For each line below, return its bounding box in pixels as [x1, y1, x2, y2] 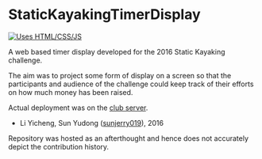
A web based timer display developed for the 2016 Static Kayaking [8, 47, 225, 56]
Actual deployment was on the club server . [8, 103, 148, 112]
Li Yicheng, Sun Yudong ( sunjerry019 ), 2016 [19, 118, 164, 127]
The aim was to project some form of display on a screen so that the [8, 70, 232, 80]
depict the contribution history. [8, 142, 110, 151]
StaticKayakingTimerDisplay [8, 6, 201, 24]
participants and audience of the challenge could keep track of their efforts [8, 79, 254, 89]
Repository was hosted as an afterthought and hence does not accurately [8, 133, 249, 143]
